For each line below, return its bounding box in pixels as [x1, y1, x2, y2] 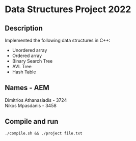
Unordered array [12, 47, 47, 53]
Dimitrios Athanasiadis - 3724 [5, 97, 67, 103]
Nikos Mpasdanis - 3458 [5, 102, 57, 108]
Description [5, 24, 43, 33]
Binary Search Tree [12, 58, 53, 64]
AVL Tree [12, 64, 32, 69]
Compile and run [5, 117, 59, 126]
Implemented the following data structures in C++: [5, 37, 111, 43]
